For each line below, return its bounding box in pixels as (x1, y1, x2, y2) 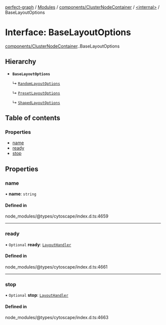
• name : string (5, 191, 37, 197)
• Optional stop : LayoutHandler (5, 292, 69, 298)
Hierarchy (5, 57, 37, 66)
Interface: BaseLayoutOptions (5, 27, 131, 38)
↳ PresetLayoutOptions (12, 90, 60, 96)
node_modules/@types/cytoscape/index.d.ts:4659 (5, 213, 109, 219)
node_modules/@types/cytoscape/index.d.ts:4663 (5, 315, 109, 321)
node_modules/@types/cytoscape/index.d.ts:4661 (5, 264, 108, 270)
